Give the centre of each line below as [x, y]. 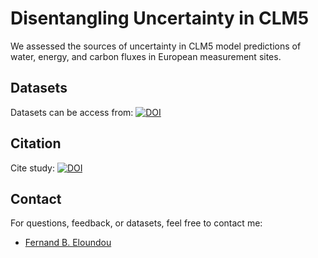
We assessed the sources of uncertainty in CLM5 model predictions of [156, 46]
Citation [36, 143]
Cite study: [32, 168]
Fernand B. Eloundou [68, 243]
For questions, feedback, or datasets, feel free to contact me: [136, 223]
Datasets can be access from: [72, 112]
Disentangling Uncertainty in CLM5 [160, 18]
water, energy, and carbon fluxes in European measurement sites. [146, 56]
